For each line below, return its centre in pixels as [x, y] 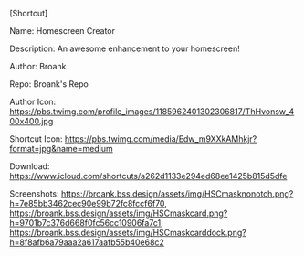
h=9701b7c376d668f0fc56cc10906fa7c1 [85, 223]
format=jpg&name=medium [61, 149]
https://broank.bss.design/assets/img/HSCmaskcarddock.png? [128, 233]
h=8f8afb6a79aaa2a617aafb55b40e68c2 [87, 242]
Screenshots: [34, 194]
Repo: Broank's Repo [49, 84]
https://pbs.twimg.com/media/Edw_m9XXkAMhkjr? [161, 139]
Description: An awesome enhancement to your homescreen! [125, 48]
